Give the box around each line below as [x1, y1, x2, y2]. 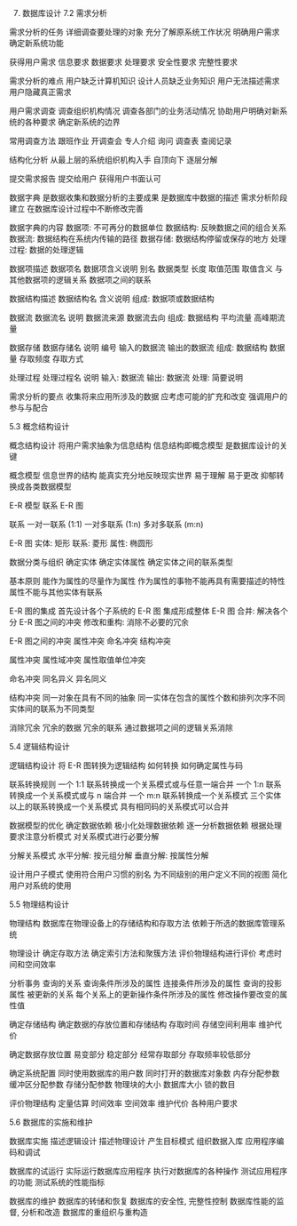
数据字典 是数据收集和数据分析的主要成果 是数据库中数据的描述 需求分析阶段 [9, 192, 288, 203]
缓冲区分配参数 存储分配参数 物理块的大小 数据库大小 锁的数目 [9, 1079, 236, 1089]
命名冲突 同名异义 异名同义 [9, 674, 107, 684]
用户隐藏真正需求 [9, 87, 72, 97]
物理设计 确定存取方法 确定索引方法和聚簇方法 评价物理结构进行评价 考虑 [9, 948, 275, 958]
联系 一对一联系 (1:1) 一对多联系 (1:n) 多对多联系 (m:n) [9, 519, 204, 529]
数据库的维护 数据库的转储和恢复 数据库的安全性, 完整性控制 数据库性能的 [9, 1196, 277, 1206]
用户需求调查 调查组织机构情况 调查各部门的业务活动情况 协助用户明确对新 [9, 106, 280, 116]
